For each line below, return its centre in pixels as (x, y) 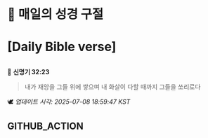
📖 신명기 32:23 (28, 71)
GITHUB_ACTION (46, 126)
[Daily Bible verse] (62, 47)
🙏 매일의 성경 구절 (56, 14)
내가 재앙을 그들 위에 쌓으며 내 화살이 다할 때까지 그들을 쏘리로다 (112, 87)
